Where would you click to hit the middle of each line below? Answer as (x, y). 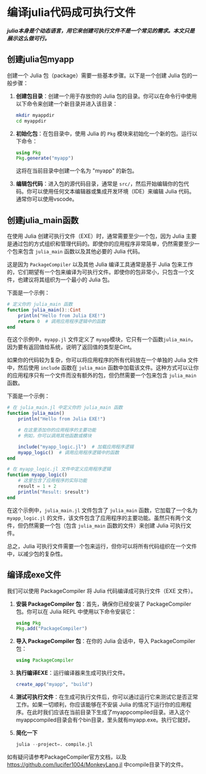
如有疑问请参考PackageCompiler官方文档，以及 (67, 757)
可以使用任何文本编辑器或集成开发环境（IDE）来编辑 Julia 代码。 (113, 192)
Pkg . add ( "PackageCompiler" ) (51, 629)
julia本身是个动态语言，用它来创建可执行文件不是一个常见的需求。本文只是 (101, 31)
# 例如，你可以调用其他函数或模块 (55, 436)
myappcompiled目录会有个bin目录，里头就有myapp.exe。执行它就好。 (105, 720)
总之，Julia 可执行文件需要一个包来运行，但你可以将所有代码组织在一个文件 (102, 546)
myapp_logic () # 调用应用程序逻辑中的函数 (69, 452)
